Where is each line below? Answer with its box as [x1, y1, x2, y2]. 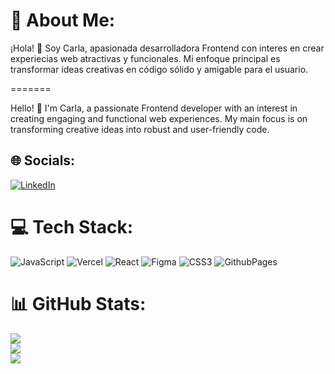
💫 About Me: [10, 9, 116, 32]
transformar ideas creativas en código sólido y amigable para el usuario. [10, 63, 309, 75]
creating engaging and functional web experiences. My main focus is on [10, 112, 308, 124]
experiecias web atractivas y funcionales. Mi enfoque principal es [10, 52, 281, 64]
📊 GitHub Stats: [10, 292, 147, 315]
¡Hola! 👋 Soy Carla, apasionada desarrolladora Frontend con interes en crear [10, 42, 325, 54]
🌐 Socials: [10, 152, 76, 169]
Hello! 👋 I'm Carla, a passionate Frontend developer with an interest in [10, 102, 298, 114]
